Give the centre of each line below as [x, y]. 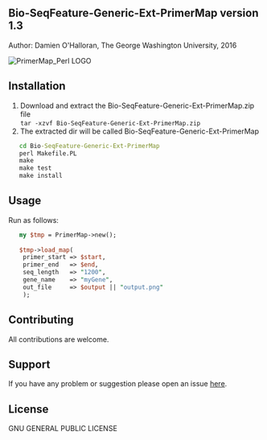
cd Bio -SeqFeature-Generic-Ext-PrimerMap [89, 146]
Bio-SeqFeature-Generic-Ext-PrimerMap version [133, 13]
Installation [37, 86]
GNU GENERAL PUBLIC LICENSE [63, 429]
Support [29, 364]
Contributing [41, 320]
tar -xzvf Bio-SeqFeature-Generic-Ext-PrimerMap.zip [110, 123]
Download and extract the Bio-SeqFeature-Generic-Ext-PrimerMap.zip [137, 105]
